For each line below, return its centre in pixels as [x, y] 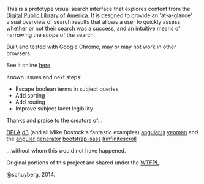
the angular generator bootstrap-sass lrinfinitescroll [71, 139]
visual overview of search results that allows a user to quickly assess [93, 22]
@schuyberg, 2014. [31, 174]
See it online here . [29, 65]
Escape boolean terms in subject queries [67, 89]
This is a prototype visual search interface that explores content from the [98, 9]
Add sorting [30, 95]
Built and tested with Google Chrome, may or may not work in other [91, 47]
